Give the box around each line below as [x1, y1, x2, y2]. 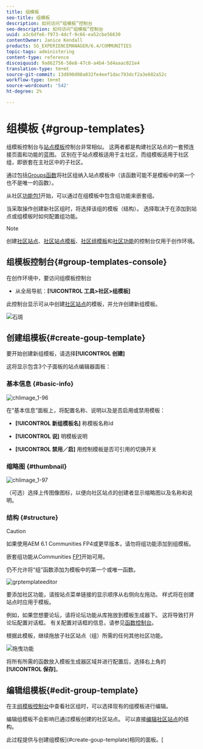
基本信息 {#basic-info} [6, 379, 74, 388]
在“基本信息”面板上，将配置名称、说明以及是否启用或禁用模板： [6, 406, 166, 414]
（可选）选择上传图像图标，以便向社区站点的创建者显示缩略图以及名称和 [6, 489, 187, 496]
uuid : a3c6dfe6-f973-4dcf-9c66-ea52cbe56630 [6, 32, 121, 38]
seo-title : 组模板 [6, 15, 50, 21]
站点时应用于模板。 [6, 598, 55, 606]
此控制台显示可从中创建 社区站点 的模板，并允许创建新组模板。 [6, 300, 161, 307]
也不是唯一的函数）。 [6, 179, 57, 186]
